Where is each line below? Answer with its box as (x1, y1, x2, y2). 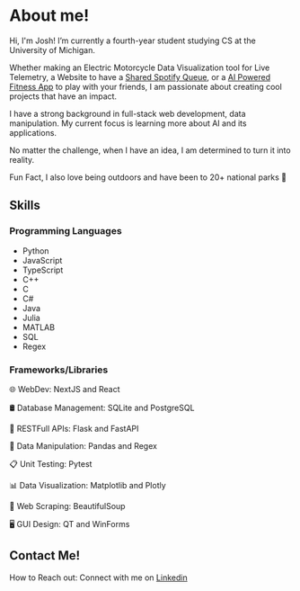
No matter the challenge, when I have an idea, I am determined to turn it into (9, 145, 291, 156)
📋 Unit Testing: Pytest (9, 458, 93, 469)
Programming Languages (9, 225, 123, 237)
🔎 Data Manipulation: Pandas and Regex (9, 440, 157, 451)
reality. (9, 154, 35, 165)
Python (22, 245, 49, 256)
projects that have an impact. (9, 91, 118, 102)
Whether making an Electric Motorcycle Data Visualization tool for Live (9, 62, 270, 73)
